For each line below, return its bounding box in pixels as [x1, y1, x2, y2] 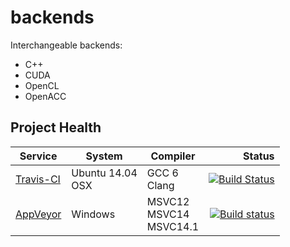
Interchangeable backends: [10, 39, 123, 51]
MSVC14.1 [146, 219, 200, 233]
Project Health [10, 119, 102, 136]
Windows [71, 207, 116, 221]
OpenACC [24, 90, 67, 102]
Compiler [150, 149, 196, 163]
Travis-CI [15, 172, 61, 186]
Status [243, 149, 275, 163]
